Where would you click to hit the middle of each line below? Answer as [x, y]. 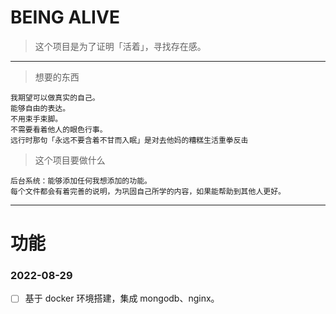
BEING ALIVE [65, 17]
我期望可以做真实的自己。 [55, 97]
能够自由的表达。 [40, 108]
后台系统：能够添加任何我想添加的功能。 [81, 181]
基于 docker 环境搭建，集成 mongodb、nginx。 [122, 298]
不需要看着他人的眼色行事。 [59, 129]
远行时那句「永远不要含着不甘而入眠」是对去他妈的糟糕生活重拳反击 [129, 140]
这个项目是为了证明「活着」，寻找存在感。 [120, 46]
